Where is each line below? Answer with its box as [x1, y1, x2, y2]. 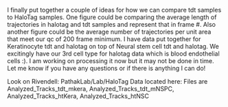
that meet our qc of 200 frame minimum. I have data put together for [7, 35, 201, 43]
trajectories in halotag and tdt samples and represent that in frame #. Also [7, 21, 216, 28]
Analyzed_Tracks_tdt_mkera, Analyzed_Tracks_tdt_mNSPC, [7, 85, 174, 93]
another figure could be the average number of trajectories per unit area [7, 27, 212, 36]
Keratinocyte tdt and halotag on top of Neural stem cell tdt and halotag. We [7, 43, 220, 50]
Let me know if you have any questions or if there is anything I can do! [7, 64, 206, 72]
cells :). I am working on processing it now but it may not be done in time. [7, 57, 214, 64]
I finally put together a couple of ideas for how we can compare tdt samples [7, 6, 222, 14]
